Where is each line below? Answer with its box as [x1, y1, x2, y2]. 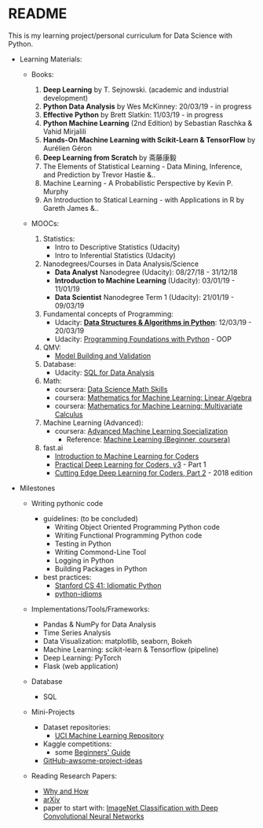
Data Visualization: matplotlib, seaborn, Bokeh [42, 636, 192, 645]
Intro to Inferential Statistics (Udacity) [54, 250, 176, 260]
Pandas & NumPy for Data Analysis [42, 619, 157, 629]
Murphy [42, 187, 69, 196]
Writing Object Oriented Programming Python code [54, 522, 220, 531]
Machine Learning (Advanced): [42, 418, 144, 427]
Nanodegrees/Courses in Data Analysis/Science [42, 259, 199, 268]
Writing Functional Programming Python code [54, 530, 203, 540]
